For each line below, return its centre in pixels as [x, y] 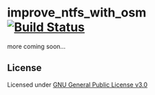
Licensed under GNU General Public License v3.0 [77, 85]
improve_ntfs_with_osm [77, 13]
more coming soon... [37, 46]
